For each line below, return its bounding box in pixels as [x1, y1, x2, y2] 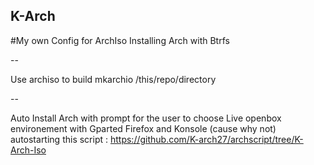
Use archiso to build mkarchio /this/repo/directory [10, 73, 217, 85]
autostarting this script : [10, 133, 109, 145]
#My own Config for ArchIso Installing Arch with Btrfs [10, 34, 230, 46]
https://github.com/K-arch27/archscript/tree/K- [109, 133, 304, 145]
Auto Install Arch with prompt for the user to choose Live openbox [10, 112, 282, 124]
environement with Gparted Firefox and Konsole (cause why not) [10, 122, 277, 134]
